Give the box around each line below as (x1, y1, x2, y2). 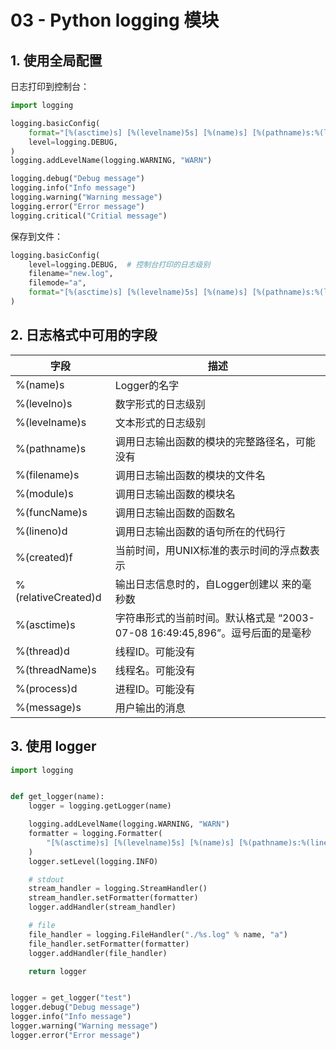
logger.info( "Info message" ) (10, 1012, 132, 1022)
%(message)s (15, 700, 82, 714)
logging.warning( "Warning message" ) (10, 192, 163, 202)
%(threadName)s (15, 662, 97, 676)
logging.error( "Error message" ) (10, 201, 145, 211)
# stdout (28, 874, 65, 885)
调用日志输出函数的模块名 (114, 487, 236, 501)
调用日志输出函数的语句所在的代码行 (114, 524, 286, 538)
